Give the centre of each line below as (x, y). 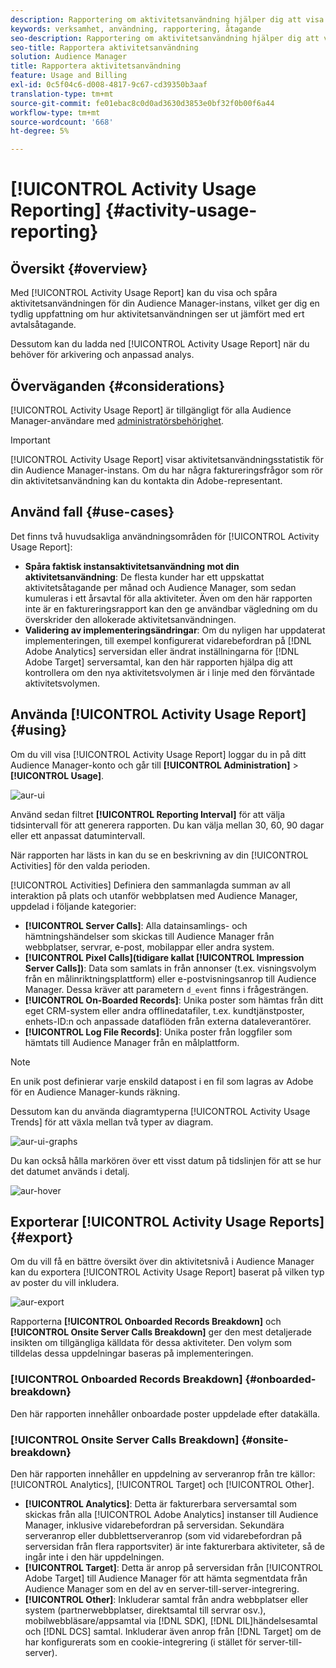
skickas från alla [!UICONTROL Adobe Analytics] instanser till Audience (171, 1514)
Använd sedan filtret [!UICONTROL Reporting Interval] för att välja (148, 814)
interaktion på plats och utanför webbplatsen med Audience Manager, (154, 895)
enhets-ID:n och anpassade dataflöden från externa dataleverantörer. (168, 1021)
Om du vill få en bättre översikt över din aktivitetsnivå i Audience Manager (162, 1262)
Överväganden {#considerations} (118, 386)
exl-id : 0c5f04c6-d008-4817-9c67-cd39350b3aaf (109, 85)
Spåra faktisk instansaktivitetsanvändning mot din (132, 566)
